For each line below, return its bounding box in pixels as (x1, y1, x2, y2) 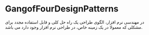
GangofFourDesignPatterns (5, 3, 119, 14)
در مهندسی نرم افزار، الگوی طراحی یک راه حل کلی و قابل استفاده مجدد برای (5, 19, 145, 25)
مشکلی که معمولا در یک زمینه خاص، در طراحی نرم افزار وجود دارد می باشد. (5, 24, 143, 30)
